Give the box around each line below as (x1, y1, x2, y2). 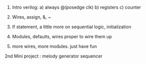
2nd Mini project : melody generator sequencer (5, 53, 103, 59)
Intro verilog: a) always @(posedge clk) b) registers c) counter (12, 5, 141, 10)
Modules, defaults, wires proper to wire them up (12, 34, 112, 39)
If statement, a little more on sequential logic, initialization (12, 24, 131, 30)
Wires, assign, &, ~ (12, 14, 51, 20)
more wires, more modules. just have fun (12, 43, 97, 49)
